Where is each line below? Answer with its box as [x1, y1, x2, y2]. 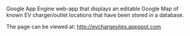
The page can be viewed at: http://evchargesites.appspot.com [6, 23, 161, 30]
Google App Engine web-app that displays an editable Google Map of [6, 5, 179, 12]
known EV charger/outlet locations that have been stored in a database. [6, 11, 185, 19]
